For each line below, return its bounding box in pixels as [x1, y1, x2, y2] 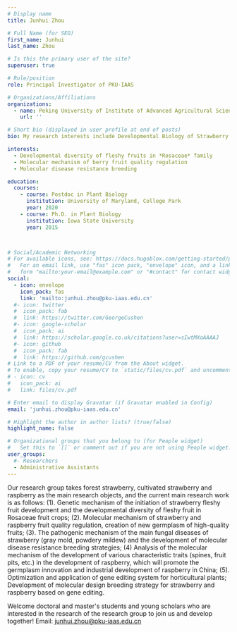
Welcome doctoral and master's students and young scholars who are [7, 602, 211, 610]
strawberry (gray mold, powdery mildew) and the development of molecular [7, 535, 228, 544]
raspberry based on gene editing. [7, 588, 104, 596]
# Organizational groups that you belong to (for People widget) [7, 438, 203, 445]
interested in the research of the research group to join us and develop [7, 609, 213, 617]
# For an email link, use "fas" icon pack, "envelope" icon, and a [7, 262, 217, 269]
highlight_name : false [7, 425, 74, 432]
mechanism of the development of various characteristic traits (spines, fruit [7, 550, 226, 559]
